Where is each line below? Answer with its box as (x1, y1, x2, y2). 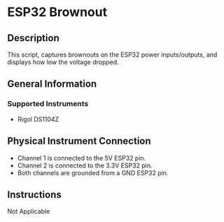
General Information (7, 78, 97, 90)
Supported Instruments (7, 99, 89, 109)
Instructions (7, 188, 62, 200)
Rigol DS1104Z (17, 114, 59, 123)
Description (7, 32, 59, 44)
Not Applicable (7, 207, 50, 216)
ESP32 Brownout (7, 4, 107, 20)
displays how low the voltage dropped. (7, 58, 119, 66)
